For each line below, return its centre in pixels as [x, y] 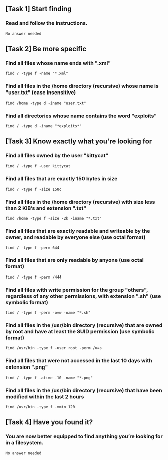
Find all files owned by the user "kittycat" [57, 156]
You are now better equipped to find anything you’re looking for [84, 436]
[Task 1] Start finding [38, 9]
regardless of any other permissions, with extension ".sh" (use [83, 296]
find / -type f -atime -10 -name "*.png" [49, 378]
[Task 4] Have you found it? [49, 422]
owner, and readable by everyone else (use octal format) [75, 237]
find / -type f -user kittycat [38, 166]
